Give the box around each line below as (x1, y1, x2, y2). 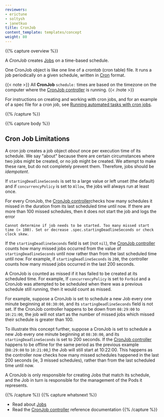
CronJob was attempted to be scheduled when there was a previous (5, 281, 143, 287)
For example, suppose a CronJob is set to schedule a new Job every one (5, 295, 152, 301)
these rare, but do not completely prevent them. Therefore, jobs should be (5, 163, 154, 169)
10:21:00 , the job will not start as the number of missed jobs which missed (5, 311, 155, 317)
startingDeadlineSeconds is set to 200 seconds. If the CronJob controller (5, 336, 152, 342)
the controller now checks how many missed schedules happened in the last (5, 352, 159, 358)
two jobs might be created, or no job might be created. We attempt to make (5, 158, 156, 164)
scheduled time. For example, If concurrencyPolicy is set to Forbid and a (5, 275, 150, 282)
